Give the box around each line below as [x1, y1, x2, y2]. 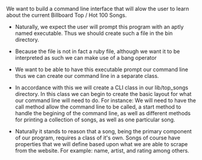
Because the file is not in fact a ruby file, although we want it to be [15, 48, 180, 55]
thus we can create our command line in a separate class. [15, 72, 159, 79]
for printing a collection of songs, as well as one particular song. [15, 116, 175, 123]
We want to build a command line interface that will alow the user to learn [6, 5, 189, 12]
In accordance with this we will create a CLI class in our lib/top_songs [15, 84, 189, 91]
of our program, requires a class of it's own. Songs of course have [15, 134, 180, 141]
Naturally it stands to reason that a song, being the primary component [15, 128, 192, 135]
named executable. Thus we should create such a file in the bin [15, 30, 173, 37]
